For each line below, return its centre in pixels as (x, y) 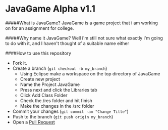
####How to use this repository (38, 53)
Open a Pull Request (34, 122)
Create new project (40, 79)
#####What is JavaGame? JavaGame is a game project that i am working (81, 23)
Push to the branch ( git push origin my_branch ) (63, 116)
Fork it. (20, 63)
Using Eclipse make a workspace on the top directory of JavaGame (90, 73)
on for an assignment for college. (40, 28)
